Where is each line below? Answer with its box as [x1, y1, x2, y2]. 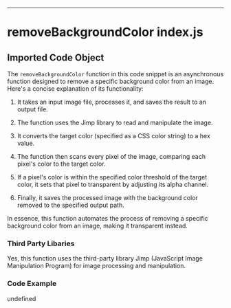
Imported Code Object [7, 52, 104, 63]
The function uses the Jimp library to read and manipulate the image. [16, 118, 213, 126]
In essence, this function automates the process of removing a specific [7, 214, 208, 222]
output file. [16, 105, 48, 113]
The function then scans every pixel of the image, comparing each [16, 153, 206, 160]
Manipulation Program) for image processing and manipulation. [7, 262, 186, 270]
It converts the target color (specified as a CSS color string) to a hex [16, 132, 211, 140]
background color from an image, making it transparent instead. [7, 221, 188, 230]
